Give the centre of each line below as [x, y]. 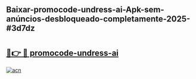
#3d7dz [21, 28]
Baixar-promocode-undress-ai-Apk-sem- [85, 10]
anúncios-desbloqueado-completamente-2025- [98, 19]
